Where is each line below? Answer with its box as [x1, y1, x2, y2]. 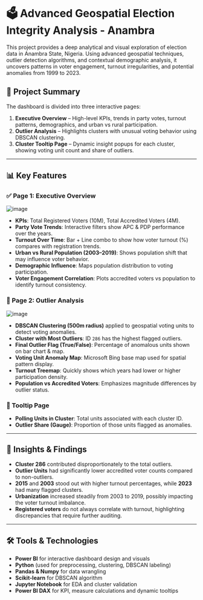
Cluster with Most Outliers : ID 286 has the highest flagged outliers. [14, 335, 182, 342]
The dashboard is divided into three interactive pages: [6, 103, 141, 110]
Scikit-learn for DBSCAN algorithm [14, 574, 103, 581]
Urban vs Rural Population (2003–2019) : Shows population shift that [14, 249, 187, 256]
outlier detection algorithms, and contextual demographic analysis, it [6, 56, 177, 63]
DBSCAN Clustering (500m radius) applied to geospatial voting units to [14, 321, 195, 329]
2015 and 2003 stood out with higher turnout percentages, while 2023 [14, 480, 192, 487]
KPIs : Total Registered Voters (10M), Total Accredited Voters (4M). [14, 217, 181, 224]
